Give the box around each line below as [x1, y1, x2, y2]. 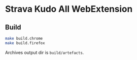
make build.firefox [5, 40, 45, 45]
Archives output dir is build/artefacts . [5, 49, 84, 55]
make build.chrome [5, 36, 43, 41]
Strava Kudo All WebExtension [5, 3, 133, 15]
